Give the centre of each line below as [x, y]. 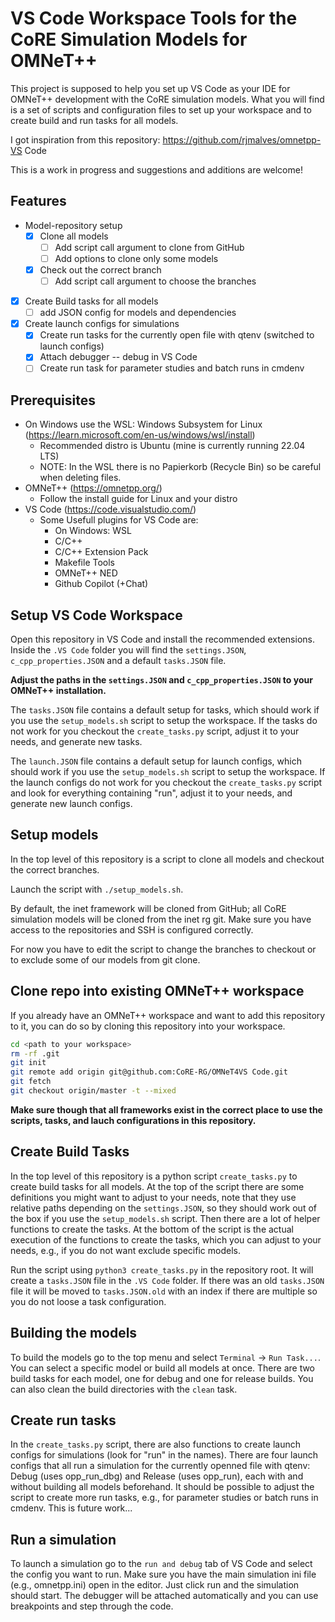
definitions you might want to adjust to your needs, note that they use [153, 1197]
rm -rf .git [35, 1053]
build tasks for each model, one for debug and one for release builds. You [162, 1378]
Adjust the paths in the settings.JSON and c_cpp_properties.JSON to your [161, 680]
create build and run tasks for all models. [94, 120]
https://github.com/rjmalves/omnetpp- [242, 139]
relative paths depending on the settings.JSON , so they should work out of [163, 1208]
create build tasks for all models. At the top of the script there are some [157, 1186]
